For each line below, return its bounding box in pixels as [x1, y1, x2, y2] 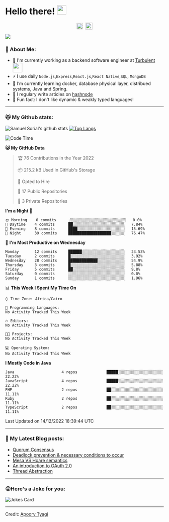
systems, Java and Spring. [12, 86, 68, 92]
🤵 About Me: [5, 46, 36, 53]
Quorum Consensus [12, 447, 54, 453]
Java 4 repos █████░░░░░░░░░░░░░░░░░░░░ [5, 370, 163, 375]
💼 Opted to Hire [17, 179, 50, 185]
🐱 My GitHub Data [5, 145, 45, 151]
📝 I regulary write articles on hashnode [12, 91, 93, 98]
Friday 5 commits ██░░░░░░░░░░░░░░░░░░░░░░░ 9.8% [5, 267, 141, 272]
